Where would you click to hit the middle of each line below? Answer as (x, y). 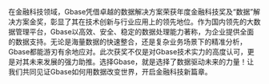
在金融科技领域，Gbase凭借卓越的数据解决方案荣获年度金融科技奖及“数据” (131, 12)
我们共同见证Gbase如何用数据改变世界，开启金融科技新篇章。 (110, 72)
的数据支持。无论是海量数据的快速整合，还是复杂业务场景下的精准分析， (127, 42)
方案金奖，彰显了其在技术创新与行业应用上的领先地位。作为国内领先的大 (134, 22)
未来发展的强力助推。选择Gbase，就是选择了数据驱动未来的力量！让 (142, 62)
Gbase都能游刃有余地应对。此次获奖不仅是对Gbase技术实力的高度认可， (128, 52)
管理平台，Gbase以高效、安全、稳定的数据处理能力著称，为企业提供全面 (134, 32)
